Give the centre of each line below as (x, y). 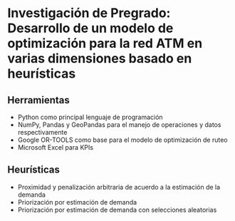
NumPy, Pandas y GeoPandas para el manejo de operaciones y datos (119, 125)
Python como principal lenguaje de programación (90, 117)
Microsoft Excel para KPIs (56, 147)
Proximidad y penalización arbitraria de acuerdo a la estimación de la (119, 187)
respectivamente (42, 132)
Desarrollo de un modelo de (90, 28)
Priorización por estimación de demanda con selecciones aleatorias (117, 210)
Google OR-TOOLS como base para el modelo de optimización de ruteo (122, 140)
